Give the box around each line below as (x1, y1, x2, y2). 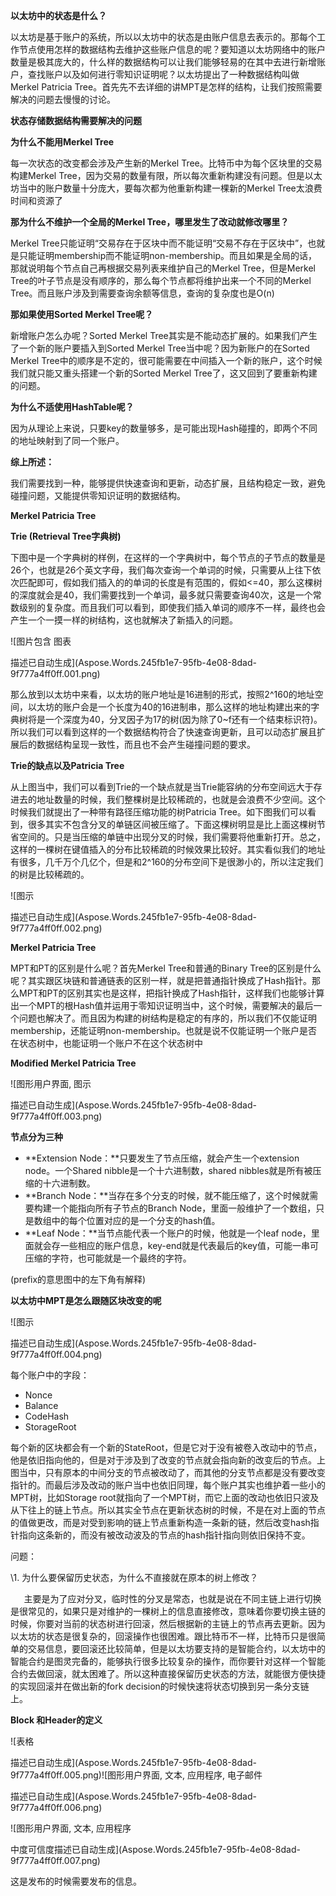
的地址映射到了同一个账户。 (10, 435, 125, 446)
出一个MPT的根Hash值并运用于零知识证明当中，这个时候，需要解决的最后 (10, 1000, 314, 1011)
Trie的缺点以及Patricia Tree (10, 760, 125, 771)
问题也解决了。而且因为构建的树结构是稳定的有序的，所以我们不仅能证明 (18, 1012, 317, 1024)
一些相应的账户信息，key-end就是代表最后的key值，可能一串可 (59, 1240, 319, 1251)
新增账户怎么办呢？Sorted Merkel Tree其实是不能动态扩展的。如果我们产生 (10, 330, 318, 341)
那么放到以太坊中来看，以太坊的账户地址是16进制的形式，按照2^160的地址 (10, 689, 315, 700)
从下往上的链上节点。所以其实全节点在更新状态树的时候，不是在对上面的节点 (10, 1504, 326, 1516)
